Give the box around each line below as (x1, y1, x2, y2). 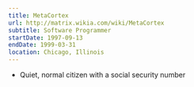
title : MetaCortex (8, 11, 69, 20)
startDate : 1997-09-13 (8, 33, 83, 42)
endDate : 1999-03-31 (8, 41, 77, 49)
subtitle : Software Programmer (8, 26, 112, 34)
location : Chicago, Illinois (8, 48, 105, 56)
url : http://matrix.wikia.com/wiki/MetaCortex (8, 19, 165, 27)
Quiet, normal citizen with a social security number (19, 70, 186, 79)
